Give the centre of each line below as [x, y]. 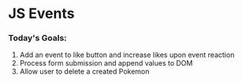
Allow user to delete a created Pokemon [84, 72]
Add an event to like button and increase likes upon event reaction [127, 55]
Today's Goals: [37, 38]
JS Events [41, 14]
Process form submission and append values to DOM [106, 63]
